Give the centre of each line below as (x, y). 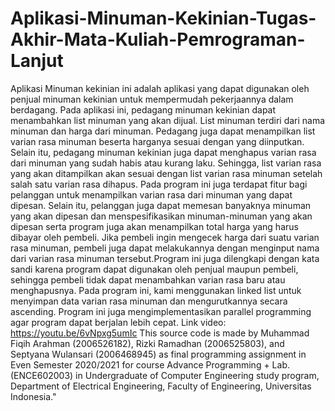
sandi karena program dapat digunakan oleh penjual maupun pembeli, (154, 269)
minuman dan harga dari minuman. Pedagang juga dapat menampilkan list (163, 131)
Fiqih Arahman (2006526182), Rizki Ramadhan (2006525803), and (147, 343)
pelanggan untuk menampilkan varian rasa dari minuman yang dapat (151, 194)
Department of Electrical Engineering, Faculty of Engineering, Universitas (161, 386)
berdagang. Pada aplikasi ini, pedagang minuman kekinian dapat (143, 109)
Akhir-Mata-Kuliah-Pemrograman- (158, 39)
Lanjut (37, 61)
